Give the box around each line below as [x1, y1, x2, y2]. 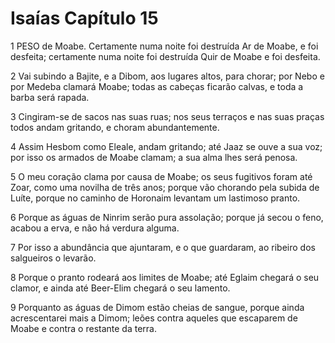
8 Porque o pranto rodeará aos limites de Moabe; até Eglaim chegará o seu [10, 271, 320, 283]
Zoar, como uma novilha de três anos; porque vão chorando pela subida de [10, 181, 320, 193]
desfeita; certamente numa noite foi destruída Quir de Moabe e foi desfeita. [10, 50, 321, 62]
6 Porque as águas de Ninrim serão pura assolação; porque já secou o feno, [10, 211, 324, 223]
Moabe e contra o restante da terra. [10, 322, 158, 334]
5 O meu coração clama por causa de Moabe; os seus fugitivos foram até [10, 170, 313, 182]
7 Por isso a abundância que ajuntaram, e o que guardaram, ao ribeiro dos [10, 241, 316, 253]
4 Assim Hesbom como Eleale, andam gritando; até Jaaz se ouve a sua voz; [10, 140, 323, 152]
